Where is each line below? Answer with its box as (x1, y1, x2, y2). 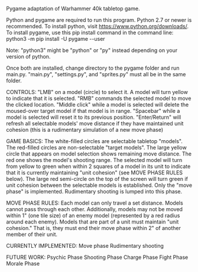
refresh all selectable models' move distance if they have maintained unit (6, 120, 184, 127)
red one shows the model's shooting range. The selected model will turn (6, 157, 183, 163)
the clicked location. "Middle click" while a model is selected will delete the (6, 101, 189, 108)
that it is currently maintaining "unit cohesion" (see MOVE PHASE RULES (6, 169, 183, 176)
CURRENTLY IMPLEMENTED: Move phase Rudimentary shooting (6, 242, 164, 249)
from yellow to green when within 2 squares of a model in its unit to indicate (6, 163, 191, 170)
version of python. (6, 53, 51, 60)
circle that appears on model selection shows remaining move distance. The (6, 150, 192, 157)
